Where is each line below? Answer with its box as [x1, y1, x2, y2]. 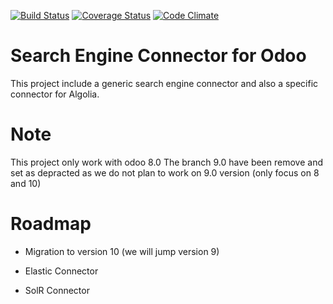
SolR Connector [24, 284, 90, 296]
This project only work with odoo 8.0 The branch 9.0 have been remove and [10, 156, 323, 168]
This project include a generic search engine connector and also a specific [10, 77, 319, 89]
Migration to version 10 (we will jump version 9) [24, 245, 220, 257]
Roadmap [10, 213, 92, 235]
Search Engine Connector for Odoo [10, 45, 307, 67]
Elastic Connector [24, 265, 99, 277]
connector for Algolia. [10, 88, 100, 100]
